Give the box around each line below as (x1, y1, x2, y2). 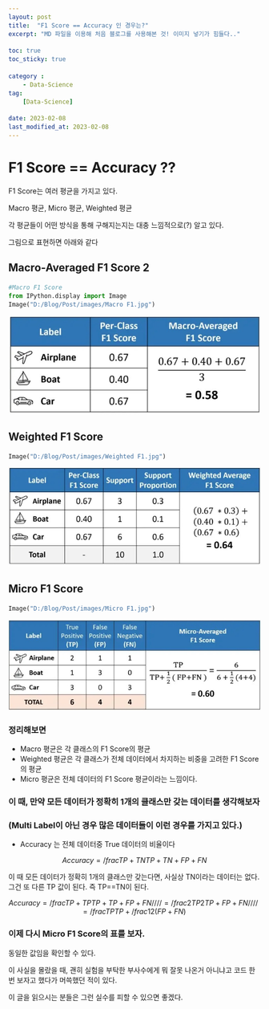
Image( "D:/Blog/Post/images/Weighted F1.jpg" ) (8, 452, 167, 461)
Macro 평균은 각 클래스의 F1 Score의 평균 (19, 744, 151, 754)
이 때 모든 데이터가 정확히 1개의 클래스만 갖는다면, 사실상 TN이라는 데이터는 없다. (8, 872, 260, 882)
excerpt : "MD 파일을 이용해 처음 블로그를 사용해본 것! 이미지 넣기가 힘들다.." (8, 30, 241, 38)
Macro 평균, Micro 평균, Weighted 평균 (8, 203, 133, 213)
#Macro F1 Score (8, 283, 62, 291)
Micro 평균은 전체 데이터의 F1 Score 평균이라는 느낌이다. (19, 775, 198, 784)
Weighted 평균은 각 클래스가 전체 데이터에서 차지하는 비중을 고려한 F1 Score (19, 755, 259, 764)
